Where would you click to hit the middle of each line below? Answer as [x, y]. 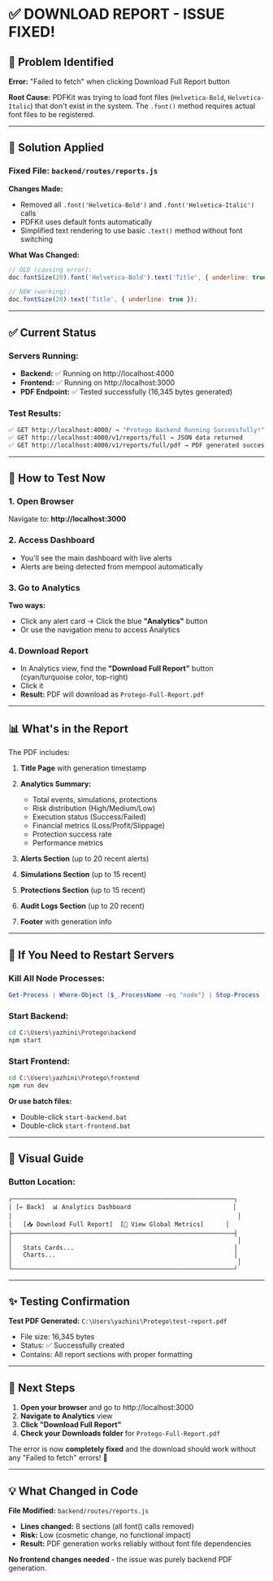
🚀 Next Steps [42, 1388]
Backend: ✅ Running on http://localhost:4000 [97, 373]
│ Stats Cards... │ [123, 1247]
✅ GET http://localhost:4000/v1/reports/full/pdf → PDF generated [124, 445]
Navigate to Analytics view [66, 1416]
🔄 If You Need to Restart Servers [91, 955]
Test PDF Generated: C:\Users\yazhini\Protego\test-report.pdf [118, 1321]
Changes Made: [36, 189]
